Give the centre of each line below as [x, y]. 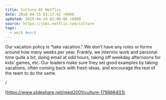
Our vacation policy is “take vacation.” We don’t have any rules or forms [79, 47]
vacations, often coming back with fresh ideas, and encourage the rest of [80, 68]
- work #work [23, 33]
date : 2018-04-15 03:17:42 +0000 [40, 14]
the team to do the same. [31, 73]
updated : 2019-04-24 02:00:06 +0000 [43, 19]
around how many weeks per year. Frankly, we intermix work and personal [81, 52]
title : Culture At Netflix [33, 10]
